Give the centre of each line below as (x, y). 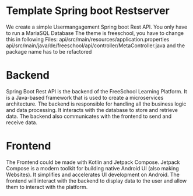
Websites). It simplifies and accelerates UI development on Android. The (93, 174)
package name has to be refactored (49, 51)
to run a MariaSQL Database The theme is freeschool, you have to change (95, 33)
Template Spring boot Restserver (88, 11)
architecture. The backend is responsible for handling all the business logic (96, 104)
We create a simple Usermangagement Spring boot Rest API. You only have (97, 27)
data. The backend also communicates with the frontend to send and (89, 116)
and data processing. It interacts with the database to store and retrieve (92, 110)
